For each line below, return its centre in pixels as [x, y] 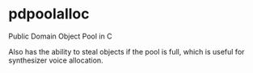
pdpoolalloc [49, 14]
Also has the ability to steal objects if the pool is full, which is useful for [126, 51]
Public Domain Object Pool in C [60, 36]
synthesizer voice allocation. [56, 60]
